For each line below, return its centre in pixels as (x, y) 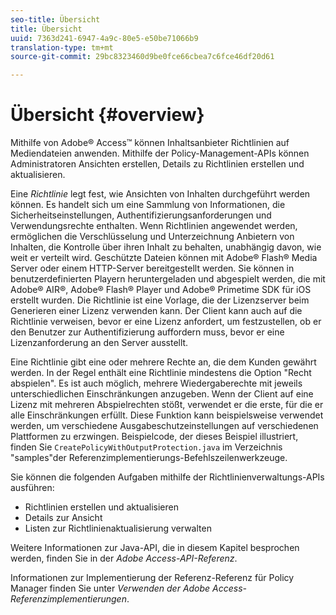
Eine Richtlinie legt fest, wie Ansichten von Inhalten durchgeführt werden (160, 194)
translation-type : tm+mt (62, 47)
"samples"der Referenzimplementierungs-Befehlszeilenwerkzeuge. (149, 458)
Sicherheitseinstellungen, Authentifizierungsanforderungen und (141, 215)
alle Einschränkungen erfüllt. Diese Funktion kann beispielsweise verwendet (167, 415)
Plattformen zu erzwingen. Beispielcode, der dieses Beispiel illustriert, (154, 437)
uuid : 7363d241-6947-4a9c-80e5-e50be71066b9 (104, 38)
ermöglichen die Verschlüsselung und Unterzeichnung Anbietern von (152, 237)
